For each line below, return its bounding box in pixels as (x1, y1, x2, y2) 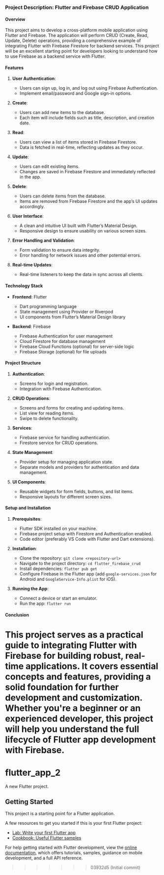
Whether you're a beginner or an (5, 702, 141, 714)
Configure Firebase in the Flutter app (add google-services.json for (19, 571, 157, 576)
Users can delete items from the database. (19, 193, 106, 199)
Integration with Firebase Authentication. (19, 385, 102, 391)
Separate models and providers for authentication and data (19, 464, 139, 470)
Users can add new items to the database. (19, 110, 106, 115)
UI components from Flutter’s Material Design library (19, 314, 126, 320)
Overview (5, 16, 26, 22)
